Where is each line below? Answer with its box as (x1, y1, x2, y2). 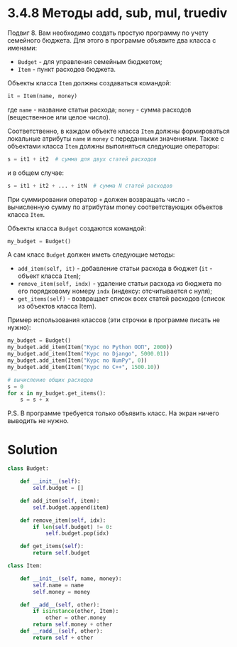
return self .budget (33, 550, 91, 557)
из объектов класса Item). (17, 302, 97, 311)
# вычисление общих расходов (7, 376, 94, 383)
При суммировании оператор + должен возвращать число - (7, 195, 190, 203)
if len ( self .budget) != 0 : (33, 523, 113, 530)
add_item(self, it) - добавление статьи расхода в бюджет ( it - (17, 264, 213, 273)
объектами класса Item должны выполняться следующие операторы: (7, 141, 220, 150)
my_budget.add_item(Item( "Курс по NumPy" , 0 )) (7, 357, 148, 364)
